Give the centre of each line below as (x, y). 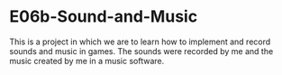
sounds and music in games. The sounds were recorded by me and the (141, 51)
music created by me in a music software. (87, 61)
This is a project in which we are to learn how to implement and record (140, 42)
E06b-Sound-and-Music (104, 17)
